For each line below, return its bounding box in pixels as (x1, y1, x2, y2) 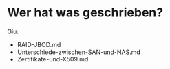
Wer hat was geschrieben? (7, 5, 164, 20)
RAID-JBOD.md (17, 40, 61, 49)
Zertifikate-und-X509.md (17, 55, 89, 63)
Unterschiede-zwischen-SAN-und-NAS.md (17, 48, 141, 56)
